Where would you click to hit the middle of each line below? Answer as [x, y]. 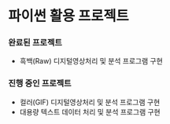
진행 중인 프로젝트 [40, 83]
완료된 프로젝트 [35, 42]
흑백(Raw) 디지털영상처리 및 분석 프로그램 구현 [91, 61]
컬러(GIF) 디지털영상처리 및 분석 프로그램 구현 [90, 102]
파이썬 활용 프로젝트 [69, 16]
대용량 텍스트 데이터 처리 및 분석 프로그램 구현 [90, 111]
